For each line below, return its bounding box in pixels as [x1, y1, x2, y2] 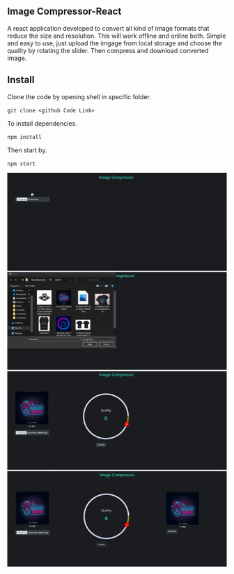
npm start [7, 160, 36, 167]
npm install [7, 133, 42, 140]
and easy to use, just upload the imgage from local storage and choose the [7, 38, 223, 47]
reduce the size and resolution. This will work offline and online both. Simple [7, 31, 226, 40]
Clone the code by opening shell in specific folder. [7, 92, 151, 101]
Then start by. [7, 146, 47, 154]
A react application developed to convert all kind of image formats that [7, 24, 210, 32]
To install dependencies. [7, 119, 78, 128]
